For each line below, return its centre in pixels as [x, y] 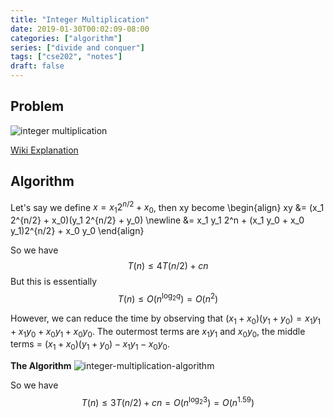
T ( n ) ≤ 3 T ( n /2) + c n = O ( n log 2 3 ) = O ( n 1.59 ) [168, 401]
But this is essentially [54, 282]
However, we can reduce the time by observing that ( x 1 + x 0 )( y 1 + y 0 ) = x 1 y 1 [166, 319]
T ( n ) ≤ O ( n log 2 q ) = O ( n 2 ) [168, 298]
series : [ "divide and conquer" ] [77, 47]
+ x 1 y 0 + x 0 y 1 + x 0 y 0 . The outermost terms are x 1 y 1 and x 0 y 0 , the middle [158, 332]
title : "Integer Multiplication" [80, 19]
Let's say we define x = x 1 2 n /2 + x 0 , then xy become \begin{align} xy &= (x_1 [167, 207]
